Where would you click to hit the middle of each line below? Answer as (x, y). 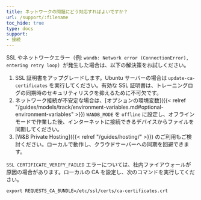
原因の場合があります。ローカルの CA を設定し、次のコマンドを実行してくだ (101, 172)
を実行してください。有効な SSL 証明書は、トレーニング (119, 85)
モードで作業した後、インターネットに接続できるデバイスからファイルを (104, 122)
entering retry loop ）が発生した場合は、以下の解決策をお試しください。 (98, 65)
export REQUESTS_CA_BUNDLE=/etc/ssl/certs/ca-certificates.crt (87, 191)
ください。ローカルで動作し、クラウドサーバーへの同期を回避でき (102, 144)
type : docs (20, 29)
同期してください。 (39, 129)
